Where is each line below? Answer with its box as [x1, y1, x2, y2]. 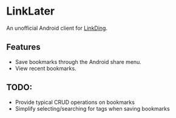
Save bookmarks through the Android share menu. [15, 58, 141, 65]
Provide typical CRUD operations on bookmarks [15, 99, 135, 106]
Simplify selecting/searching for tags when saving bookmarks [15, 105, 170, 112]
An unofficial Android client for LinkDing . [6, 24, 108, 32]
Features [6, 42, 41, 52]
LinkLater [6, 4, 55, 18]
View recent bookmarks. [15, 64, 77, 72]
